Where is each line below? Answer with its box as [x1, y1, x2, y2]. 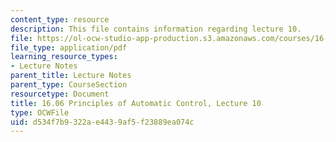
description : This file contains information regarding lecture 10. [10, 24, 302, 34]
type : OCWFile [10, 107, 70, 118]
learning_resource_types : [10, 52, 118, 62]
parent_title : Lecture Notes [10, 71, 132, 81]
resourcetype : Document [10, 89, 110, 99]
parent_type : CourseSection [10, 80, 128, 90]
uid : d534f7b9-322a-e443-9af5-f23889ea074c [10, 117, 195, 127]
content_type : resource [10, 14, 110, 25]
